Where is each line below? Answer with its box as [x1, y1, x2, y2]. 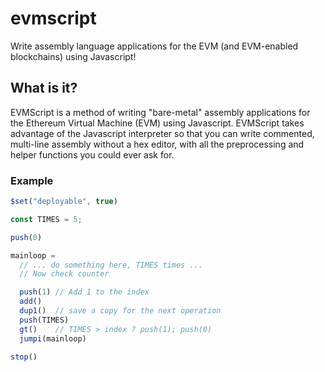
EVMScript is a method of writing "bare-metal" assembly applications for [10, 106, 311, 118]
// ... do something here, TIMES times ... [19, 260, 203, 270]
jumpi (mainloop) [19, 333, 87, 344]
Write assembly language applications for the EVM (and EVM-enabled [10, 40, 299, 52]
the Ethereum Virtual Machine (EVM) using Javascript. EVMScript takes [10, 117, 305, 129]
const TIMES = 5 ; [10, 214, 83, 224]
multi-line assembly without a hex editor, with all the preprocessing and [10, 138, 305, 150]
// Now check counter [19, 269, 110, 279]
